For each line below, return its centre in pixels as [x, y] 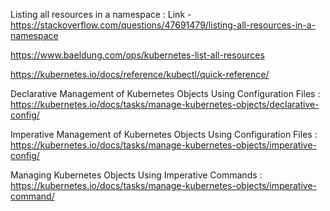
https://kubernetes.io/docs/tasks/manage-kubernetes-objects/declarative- [165, 104]
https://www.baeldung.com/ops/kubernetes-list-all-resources [137, 55]
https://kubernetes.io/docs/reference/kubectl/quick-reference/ [140, 74]
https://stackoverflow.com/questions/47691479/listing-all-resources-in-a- [163, 25]
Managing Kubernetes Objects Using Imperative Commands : [136, 175]
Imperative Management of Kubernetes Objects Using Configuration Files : [164, 134]
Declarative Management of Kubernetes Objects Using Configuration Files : [165, 93]
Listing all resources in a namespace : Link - [101, 14]
